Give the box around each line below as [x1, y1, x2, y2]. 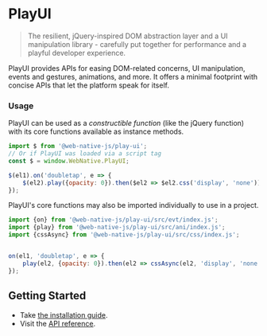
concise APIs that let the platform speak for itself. [8, 80, 169, 90]
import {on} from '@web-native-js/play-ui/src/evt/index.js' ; [8, 216, 219, 224]
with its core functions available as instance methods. [8, 127, 184, 136]
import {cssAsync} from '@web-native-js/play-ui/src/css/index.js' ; [8, 231, 240, 239]
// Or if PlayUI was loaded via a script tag [8, 150, 161, 158]
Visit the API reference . [19, 318, 96, 328]
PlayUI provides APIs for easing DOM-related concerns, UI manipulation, [8, 63, 246, 72]
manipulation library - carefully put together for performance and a [27, 39, 247, 49]
